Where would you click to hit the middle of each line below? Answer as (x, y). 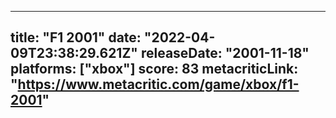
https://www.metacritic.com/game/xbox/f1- (158, 84)
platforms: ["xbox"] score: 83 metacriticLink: (154, 69)
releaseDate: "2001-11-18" (225, 53)
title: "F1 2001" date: (76, 37)
